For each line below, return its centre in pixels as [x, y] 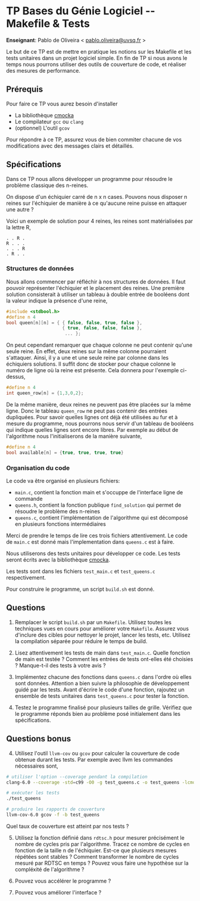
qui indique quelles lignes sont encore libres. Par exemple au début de [92, 429]
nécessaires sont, [36, 766]
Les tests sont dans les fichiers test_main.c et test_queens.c [81, 571]
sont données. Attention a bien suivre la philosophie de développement [102, 683]
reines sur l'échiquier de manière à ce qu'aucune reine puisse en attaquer [97, 203]
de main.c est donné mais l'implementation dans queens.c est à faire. [90, 542]
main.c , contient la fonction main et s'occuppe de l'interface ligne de [99, 492]
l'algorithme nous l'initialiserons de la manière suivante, [74, 436]
